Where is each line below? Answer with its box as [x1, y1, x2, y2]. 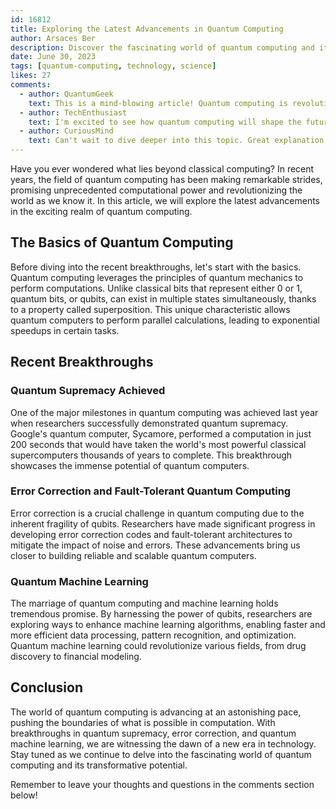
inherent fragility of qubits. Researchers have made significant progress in [10, 517, 316, 530]
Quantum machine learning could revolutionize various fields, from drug [10, 640, 307, 652]
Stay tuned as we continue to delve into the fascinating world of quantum [10, 748, 312, 760]
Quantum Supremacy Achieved [10, 384, 166, 398]
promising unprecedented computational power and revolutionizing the [10, 184, 303, 196]
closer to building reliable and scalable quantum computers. [10, 549, 257, 561]
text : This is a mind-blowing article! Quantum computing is [28, 98, 288, 108]
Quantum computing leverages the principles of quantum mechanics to [10, 271, 304, 283]
